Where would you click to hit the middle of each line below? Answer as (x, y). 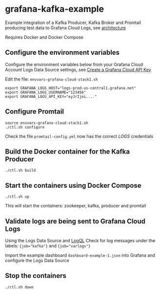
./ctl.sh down (20, 287)
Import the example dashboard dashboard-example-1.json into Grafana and (80, 255)
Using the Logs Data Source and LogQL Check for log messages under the (80, 240)
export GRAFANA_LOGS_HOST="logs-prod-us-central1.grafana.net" (71, 88)
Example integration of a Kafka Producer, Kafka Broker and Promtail (73, 23)
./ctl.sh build (20, 170)
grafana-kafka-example (54, 9)
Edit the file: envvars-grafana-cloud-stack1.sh (51, 79)
